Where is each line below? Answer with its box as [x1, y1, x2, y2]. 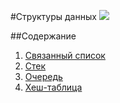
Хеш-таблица [24, 81, 83, 93]
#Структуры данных [10, 11, 97, 22]
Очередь [24, 71, 63, 82]
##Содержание [10, 30, 77, 42]
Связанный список [24, 50, 106, 61]
